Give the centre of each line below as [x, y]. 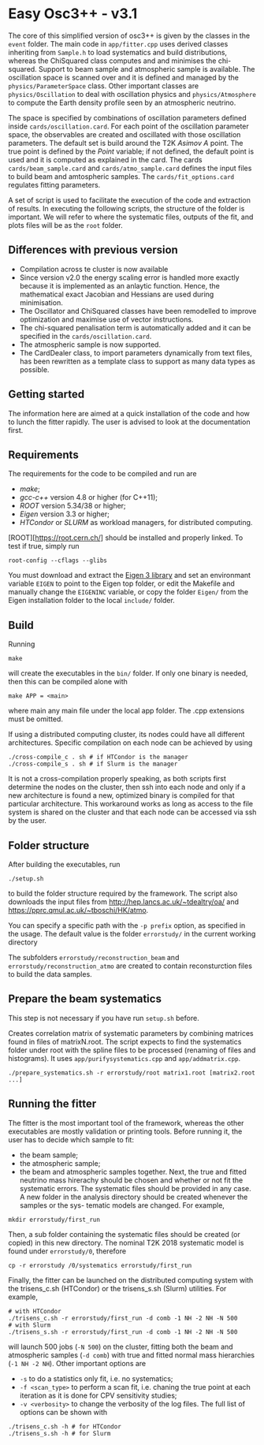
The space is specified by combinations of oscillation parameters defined [127, 117]
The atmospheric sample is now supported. [90, 344]
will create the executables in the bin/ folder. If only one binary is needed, [128, 673]
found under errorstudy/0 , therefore [67, 1251]
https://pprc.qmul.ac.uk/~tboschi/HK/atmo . [78, 910]
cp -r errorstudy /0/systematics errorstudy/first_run [100, 1265]
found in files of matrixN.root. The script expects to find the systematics [125, 1041]
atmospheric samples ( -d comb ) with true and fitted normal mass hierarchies [131, 1355]
